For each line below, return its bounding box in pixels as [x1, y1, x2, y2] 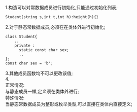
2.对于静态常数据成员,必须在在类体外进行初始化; [5, 24, 106, 30]
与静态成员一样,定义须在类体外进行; [5, 88, 80, 94]
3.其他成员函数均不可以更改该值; [5, 70, 73, 76]
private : [14, 43, 36, 48]
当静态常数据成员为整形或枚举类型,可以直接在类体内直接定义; [5, 101, 133, 107]
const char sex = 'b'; [5, 61, 53, 66]
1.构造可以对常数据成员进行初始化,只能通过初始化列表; [5, 5, 118, 10]
